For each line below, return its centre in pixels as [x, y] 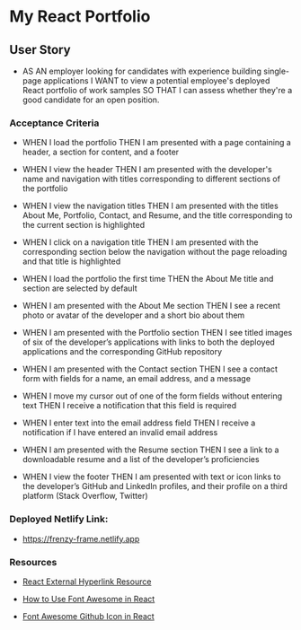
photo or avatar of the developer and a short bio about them [133, 315]
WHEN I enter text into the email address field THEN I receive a [139, 423]
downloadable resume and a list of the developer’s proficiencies [141, 459]
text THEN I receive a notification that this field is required [129, 406]
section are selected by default [80, 288]
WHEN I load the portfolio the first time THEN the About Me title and [148, 279]
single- [277, 71]
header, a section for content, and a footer [101, 152]
